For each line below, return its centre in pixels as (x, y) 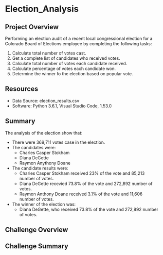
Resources (22, 89)
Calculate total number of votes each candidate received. (70, 63)
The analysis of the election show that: (44, 133)
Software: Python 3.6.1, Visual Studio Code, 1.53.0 (62, 106)
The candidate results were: (40, 168)
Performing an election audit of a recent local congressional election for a (79, 38)
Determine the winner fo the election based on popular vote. (72, 74)
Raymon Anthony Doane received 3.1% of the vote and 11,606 (81, 194)
